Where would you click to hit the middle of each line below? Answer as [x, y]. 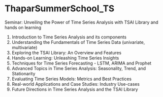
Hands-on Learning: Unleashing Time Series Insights [65, 58]
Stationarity [23, 73]
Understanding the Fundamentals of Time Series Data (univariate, [78, 42]
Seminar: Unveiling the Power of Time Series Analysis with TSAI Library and [81, 22]
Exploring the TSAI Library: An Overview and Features [66, 53]
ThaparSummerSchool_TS [60, 9]
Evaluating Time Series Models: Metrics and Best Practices [71, 79]
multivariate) [24, 47]
